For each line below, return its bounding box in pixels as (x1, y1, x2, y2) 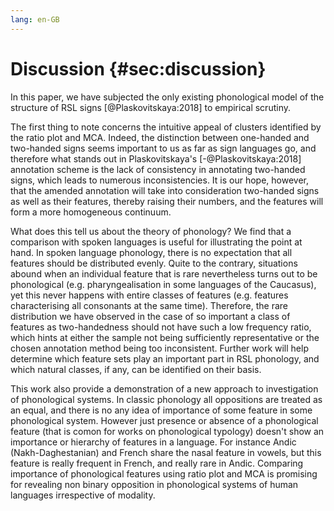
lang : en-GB (10, 14, 60, 25)
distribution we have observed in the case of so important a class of (10, 310, 291, 322)
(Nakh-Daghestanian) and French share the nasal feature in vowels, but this (10, 446, 322, 458)
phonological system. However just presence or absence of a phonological (10, 414, 319, 426)
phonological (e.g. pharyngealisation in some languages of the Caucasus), (10, 278, 317, 290)
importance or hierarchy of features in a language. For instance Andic (10, 436, 297, 448)
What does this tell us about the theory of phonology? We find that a (10, 225, 292, 237)
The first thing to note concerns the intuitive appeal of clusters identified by (10, 121, 322, 133)
